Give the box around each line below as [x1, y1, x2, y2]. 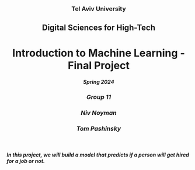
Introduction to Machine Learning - [12, 46, 186, 60]
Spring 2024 [83, 79, 114, 86]
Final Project [67, 59, 130, 72]
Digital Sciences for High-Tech [41, 23, 155, 33]
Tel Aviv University [71, 5, 126, 13]
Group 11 [86, 93, 112, 101]
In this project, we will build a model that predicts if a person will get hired [6, 151, 189, 158]
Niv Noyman [80, 108, 117, 117]
